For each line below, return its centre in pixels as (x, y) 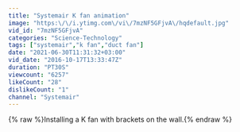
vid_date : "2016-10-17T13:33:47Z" (66, 60)
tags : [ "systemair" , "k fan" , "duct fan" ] (76, 45)
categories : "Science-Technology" (66, 38)
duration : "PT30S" (39, 68)
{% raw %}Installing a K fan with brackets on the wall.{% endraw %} (120, 119)
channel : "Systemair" (44, 97)
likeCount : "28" (35, 82)
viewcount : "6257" (39, 75)
